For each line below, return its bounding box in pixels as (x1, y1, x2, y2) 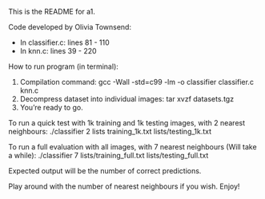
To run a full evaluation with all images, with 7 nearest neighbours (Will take (8, 142, 258, 151)
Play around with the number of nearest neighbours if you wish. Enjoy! (8, 181, 240, 191)
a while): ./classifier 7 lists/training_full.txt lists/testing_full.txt (8, 151, 209, 160)
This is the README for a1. (8, 7, 96, 16)
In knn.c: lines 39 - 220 (19, 46, 98, 55)
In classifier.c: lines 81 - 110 (19, 38, 110, 47)
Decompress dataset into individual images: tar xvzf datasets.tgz (19, 94, 235, 103)
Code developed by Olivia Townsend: (8, 22, 132, 31)
